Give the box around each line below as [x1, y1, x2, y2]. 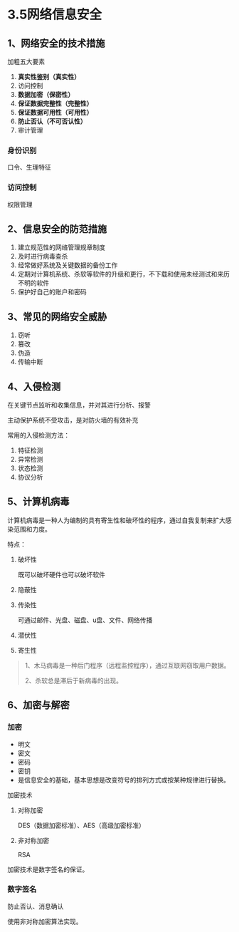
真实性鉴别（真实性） [17, 73, 80, 81]
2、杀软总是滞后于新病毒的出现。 [24, 676, 123, 685]
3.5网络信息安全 [7, 6, 102, 23]
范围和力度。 [13, 524, 51, 533]
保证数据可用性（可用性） [17, 108, 93, 116]
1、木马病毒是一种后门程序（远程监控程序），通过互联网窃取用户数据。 [24, 661, 230, 670]
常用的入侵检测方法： [7, 431, 70, 440]
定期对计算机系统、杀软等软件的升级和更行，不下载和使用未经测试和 [17, 270, 218, 279]
